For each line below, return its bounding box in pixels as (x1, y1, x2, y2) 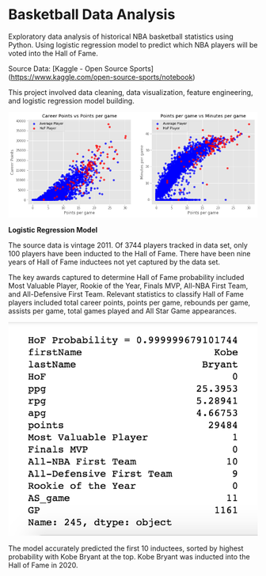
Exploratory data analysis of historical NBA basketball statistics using (8, 32, 234, 41)
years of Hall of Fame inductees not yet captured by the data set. (8, 257, 220, 267)
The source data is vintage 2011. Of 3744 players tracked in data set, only (8, 240, 248, 250)
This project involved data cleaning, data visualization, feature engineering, (8, 87, 253, 97)
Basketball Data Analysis (8, 6, 176, 24)
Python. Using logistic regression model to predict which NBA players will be (8, 40, 258, 49)
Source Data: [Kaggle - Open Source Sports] (8, 63, 154, 73)
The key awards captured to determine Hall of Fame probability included (8, 272, 245, 282)
